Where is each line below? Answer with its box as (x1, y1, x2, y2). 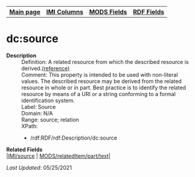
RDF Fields (132, 8, 165, 16)
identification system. (21, 97, 75, 104)
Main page (9, 8, 40, 16)
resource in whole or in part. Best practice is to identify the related (21, 84, 186, 91)
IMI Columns (46, 8, 83, 16)
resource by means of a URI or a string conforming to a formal (21, 90, 176, 97)
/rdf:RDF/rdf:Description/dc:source (30, 134, 118, 141)
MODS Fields (89, 8, 127, 16)
